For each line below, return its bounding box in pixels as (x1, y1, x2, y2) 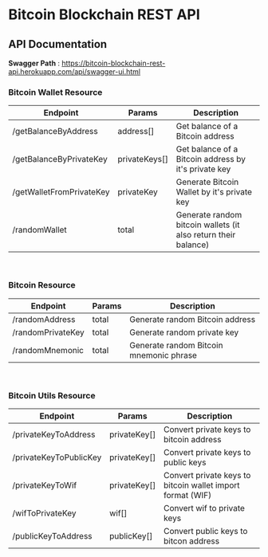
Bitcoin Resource (8, 280, 76, 291)
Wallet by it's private (175, 186, 253, 198)
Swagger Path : (8, 58, 61, 68)
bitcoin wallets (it (175, 219, 240, 230)
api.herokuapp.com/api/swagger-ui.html (8, 67, 141, 76)
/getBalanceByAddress (12, 126, 98, 137)
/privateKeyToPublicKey (12, 452, 102, 463)
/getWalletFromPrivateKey (12, 186, 110, 198)
